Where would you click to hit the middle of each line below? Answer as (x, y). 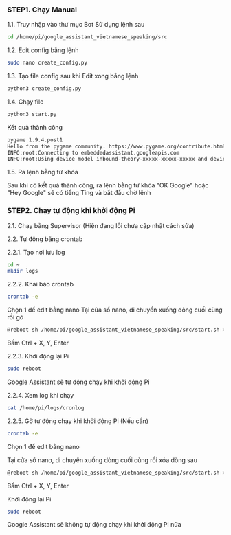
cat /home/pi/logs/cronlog (46, 408)
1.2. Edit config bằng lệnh (43, 50)
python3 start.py (32, 114)
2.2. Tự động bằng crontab (45, 239)
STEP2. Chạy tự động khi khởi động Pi (71, 211)
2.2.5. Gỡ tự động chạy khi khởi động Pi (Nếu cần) (78, 421)
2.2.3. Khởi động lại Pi (38, 356)
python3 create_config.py (44, 89)
